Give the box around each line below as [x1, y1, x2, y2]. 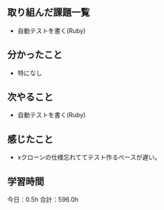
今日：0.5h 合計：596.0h [7, 195, 79, 204]
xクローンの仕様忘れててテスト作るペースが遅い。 [17, 153, 161, 162]
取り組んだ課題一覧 [7, 6, 90, 19]
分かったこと [7, 49, 63, 61]
